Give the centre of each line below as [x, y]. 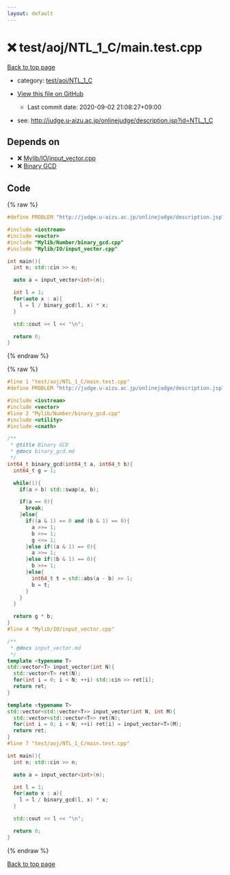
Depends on [34, 142]
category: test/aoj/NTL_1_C [55, 80]
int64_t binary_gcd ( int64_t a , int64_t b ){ [70, 464]
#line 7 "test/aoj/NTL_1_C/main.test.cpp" [68, 744]
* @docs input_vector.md [45, 648]
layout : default [30, 13]
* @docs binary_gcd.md [42, 452]
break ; [35, 508]
